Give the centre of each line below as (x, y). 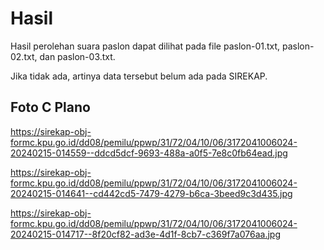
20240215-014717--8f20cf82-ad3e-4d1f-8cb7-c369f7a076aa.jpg (145, 234)
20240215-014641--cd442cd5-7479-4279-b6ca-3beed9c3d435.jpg (151, 193)
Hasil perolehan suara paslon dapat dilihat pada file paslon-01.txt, (145, 46)
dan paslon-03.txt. (77, 56)
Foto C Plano (50, 107)
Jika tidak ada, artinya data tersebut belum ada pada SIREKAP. (139, 76)
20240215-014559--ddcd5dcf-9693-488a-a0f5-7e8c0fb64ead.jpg (149, 153)
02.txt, (24, 56)
